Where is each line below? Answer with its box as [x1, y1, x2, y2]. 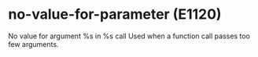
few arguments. [8, 39, 59, 48]
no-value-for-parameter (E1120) [8, 5, 222, 23]
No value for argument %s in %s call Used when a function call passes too [8, 31, 250, 41]
